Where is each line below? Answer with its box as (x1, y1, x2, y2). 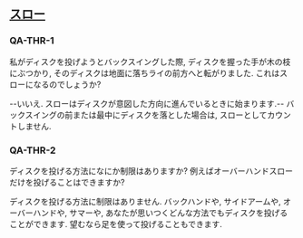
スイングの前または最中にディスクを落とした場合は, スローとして (24, 109, 268, 120)
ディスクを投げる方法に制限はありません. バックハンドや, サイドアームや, (9, 195, 281, 206)
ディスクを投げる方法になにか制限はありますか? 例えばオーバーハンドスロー (9, 165, 293, 176)
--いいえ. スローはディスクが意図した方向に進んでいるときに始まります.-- (9, 98, 285, 109)
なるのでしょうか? (33, 79, 102, 90)
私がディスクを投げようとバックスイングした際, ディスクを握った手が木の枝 (9, 56, 291, 67)
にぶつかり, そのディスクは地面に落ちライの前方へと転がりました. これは (9, 67, 280, 78)
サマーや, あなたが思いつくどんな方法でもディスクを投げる (69, 207, 288, 218)
